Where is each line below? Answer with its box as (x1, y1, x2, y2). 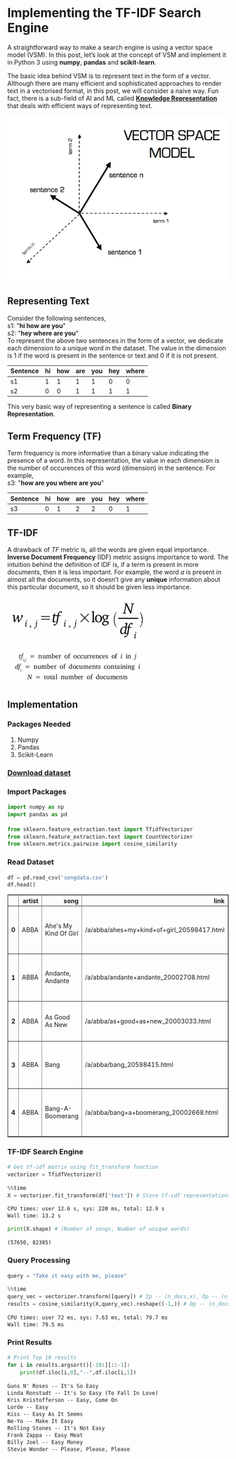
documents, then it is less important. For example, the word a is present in (7, 568, 222, 577)
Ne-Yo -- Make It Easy (7, 1418, 74, 1425)
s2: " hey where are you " (7, 329, 79, 337)
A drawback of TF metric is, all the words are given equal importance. (7, 546, 209, 554)
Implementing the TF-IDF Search (7, 5, 202, 21)
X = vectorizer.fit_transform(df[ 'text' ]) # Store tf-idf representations (7, 1192, 231, 1199)
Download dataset (7, 768, 72, 778)
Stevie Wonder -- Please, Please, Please (7, 1446, 131, 1453)
